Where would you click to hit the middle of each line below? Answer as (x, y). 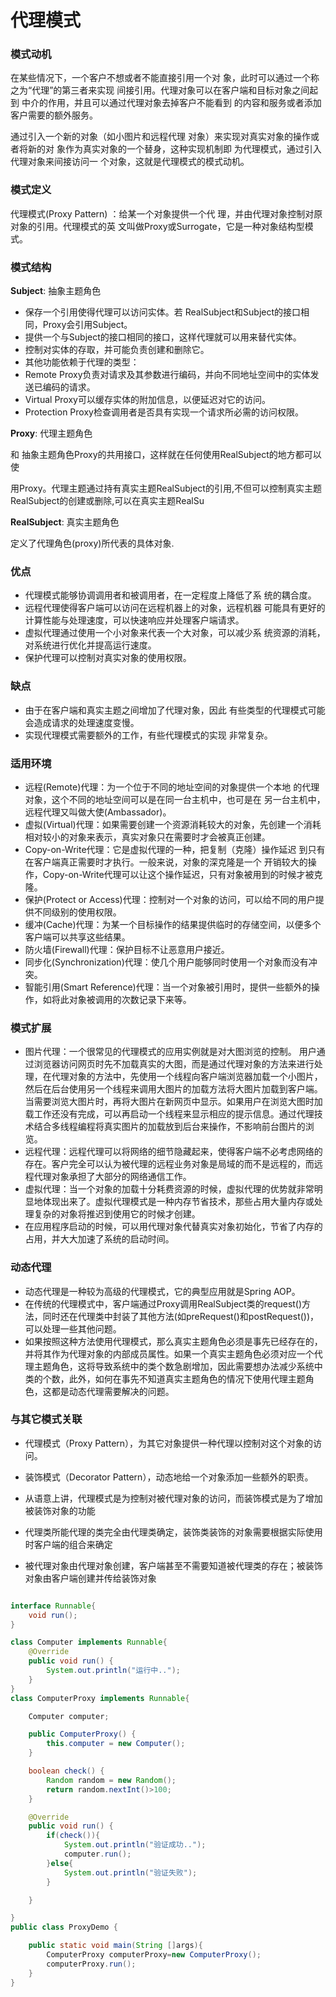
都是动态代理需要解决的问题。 (113, 1391)
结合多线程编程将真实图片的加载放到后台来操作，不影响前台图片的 (169, 1127)
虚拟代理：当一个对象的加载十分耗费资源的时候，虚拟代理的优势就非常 (169, 1189)
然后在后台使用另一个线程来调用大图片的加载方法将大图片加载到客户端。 (173, 1089)
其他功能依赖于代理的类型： (82, 362)
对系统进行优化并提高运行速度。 (90, 645)
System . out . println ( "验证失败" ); (130, 1872)
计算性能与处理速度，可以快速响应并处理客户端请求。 (134, 620)
